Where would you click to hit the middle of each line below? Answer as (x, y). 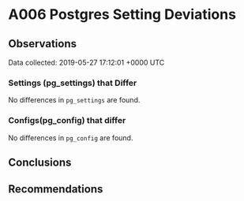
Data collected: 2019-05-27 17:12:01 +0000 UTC (86, 62)
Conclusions (40, 162)
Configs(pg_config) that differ (67, 121)
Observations (43, 44)
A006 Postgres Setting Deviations (122, 15)
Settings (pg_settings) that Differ (73, 83)
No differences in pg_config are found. (71, 138)
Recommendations (56, 190)
